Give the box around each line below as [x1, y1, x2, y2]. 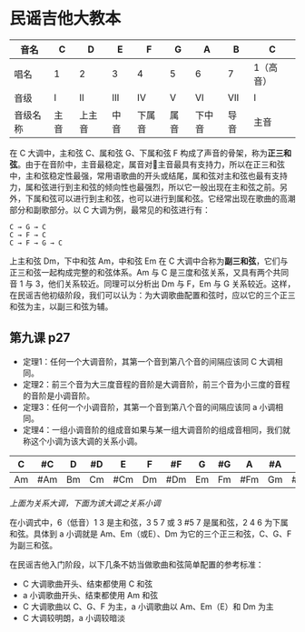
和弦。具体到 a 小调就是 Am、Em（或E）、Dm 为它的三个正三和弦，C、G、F [9, 528, 292, 539]
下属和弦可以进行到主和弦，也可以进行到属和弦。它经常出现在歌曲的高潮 [25, 193, 296, 204]
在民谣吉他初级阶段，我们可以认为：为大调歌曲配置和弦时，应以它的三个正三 [9, 289, 296, 300]
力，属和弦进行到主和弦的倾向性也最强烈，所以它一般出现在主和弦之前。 [9, 181, 280, 192]
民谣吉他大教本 [9, 8, 122, 29]
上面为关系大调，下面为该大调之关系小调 [9, 497, 161, 508]
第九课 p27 [9, 330, 71, 346]
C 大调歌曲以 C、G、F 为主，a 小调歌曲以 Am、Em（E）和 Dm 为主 [22, 601, 274, 612]
